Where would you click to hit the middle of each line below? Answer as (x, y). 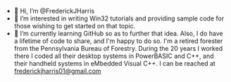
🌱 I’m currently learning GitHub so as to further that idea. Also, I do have (118, 33)
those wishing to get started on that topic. (75, 26)
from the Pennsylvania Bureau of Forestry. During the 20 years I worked (118, 48)
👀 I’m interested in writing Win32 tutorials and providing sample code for (119, 18)
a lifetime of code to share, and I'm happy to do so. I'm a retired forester (118, 41)
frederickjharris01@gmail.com (57, 71)
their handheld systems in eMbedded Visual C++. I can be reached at (115, 63)
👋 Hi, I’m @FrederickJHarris (54, 11)
